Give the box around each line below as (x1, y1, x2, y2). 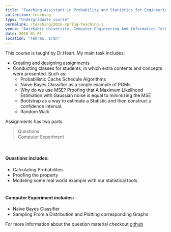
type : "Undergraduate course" (5, 17, 70, 22)
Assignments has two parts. (5, 118, 64, 124)
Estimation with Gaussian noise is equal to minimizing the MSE (20, 92, 151, 98)
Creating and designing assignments (12, 60, 90, 66)
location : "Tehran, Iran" (5, 36, 60, 41)
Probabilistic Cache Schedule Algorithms (20, 76, 106, 82)
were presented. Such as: (12, 70, 67, 76)
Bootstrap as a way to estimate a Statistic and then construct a (20, 97, 152, 104)
